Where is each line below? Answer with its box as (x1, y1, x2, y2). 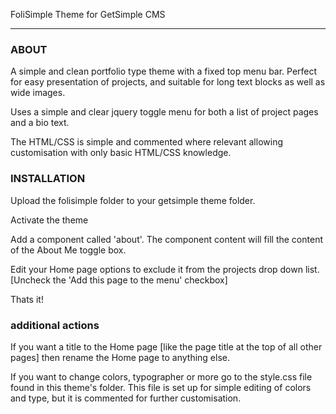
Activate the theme (10, 214, 89, 226)
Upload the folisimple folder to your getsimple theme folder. (10, 194, 256, 206)
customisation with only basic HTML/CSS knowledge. (10, 147, 232, 159)
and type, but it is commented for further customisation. (10, 392, 242, 404)
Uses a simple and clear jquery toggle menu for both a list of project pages (10, 106, 319, 118)
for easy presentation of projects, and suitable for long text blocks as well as (10, 76, 326, 88)
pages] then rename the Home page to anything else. (10, 351, 231, 363)
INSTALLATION (10, 172, 86, 186)
